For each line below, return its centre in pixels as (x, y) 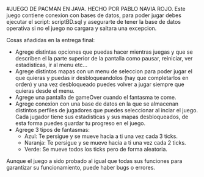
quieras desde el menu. (45, 91)
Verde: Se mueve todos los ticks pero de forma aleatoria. (96, 149)
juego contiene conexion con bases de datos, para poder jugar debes (94, 15)
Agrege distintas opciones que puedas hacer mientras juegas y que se (104, 52)
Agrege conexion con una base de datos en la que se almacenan (97, 104)
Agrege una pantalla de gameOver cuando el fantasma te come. (96, 97)
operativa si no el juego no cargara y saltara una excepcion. (82, 28)
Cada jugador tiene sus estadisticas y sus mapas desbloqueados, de (102, 117)
